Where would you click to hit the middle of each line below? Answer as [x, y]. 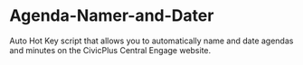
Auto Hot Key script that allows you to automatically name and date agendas [151, 41]
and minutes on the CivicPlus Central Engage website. [110, 50]
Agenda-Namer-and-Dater [112, 16]
